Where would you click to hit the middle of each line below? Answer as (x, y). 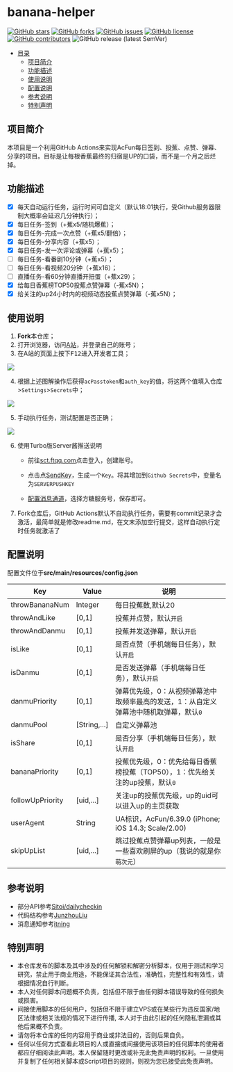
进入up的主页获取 (151, 806)
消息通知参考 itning (44, 924)
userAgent (28, 822)
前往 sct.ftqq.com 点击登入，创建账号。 (82, 460)
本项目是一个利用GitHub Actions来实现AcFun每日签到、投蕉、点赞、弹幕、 (114, 147)
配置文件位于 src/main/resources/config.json (73, 572)
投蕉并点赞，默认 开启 (149, 618)
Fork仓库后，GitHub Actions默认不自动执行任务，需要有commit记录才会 (120, 513)
